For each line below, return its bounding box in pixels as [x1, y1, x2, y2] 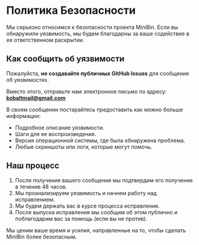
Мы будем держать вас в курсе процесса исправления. [14, 202, 160, 209]
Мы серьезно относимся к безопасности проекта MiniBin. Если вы [6, 23, 178, 31]
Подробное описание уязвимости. [14, 124, 104, 131]
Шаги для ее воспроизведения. [14, 130, 96, 137]
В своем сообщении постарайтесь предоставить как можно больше [6, 106, 183, 113]
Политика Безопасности [6, 4, 136, 17]
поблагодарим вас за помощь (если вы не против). [14, 215, 148, 222]
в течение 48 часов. [14, 183, 68, 190]
